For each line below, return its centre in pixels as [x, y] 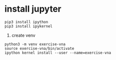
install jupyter [33, 9]
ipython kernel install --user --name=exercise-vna [58, 53]
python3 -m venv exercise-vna [35, 44]
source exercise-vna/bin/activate [40, 48]
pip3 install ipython [26, 22]
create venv [24, 35]
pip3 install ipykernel [29, 26]
